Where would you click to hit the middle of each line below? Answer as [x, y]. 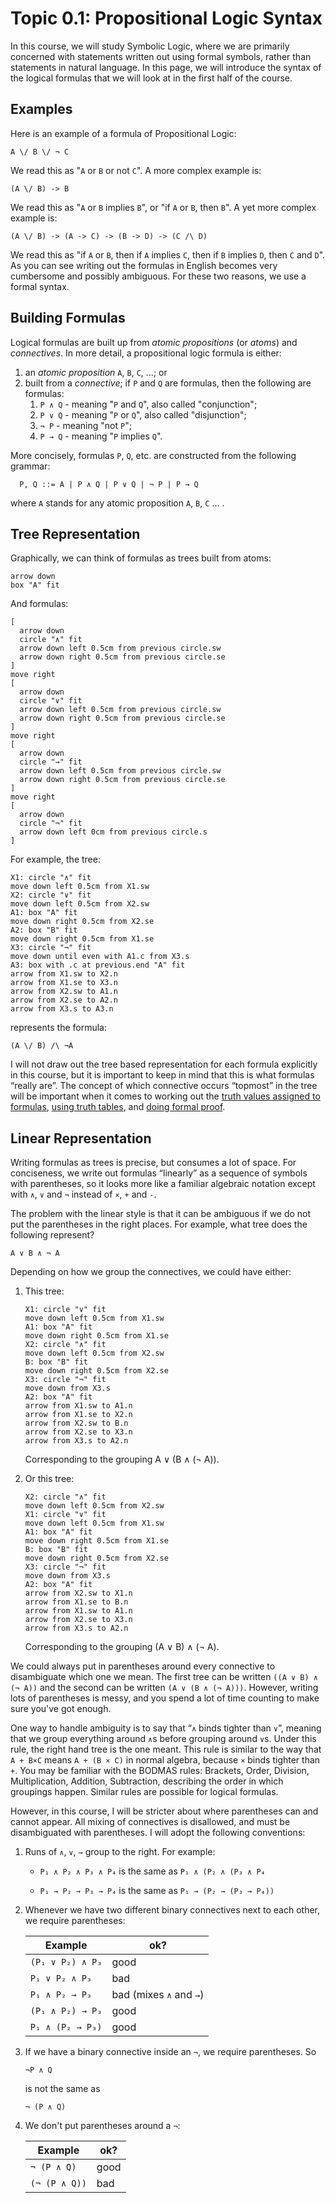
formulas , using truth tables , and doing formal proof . [118, 1107]
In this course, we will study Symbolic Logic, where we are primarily [150, 46]
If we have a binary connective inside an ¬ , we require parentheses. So [170, 2052]
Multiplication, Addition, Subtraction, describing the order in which [147, 1781]
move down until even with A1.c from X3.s [100, 957]
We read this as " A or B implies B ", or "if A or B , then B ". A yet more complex [163, 207]
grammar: [30, 466]
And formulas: [39, 604]
